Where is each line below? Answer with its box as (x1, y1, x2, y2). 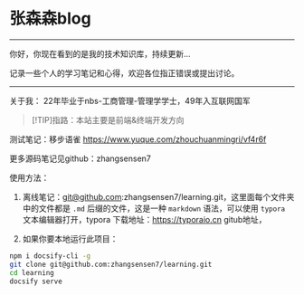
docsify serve (9, 277, 63, 286)
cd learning (9, 268, 54, 277)
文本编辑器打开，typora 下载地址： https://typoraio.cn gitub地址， (22, 214, 267, 224)
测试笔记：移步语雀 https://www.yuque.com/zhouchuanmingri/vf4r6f (9, 133, 267, 145)
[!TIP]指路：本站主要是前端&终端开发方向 (31, 114, 185, 125)
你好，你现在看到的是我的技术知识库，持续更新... (9, 48, 192, 59)
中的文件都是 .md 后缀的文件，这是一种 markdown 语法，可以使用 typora (22, 203, 286, 214)
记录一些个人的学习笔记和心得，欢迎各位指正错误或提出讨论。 (9, 67, 240, 78)
